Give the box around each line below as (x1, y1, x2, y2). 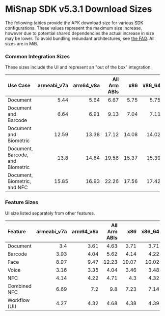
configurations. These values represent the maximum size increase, (5, 25, 142, 31)
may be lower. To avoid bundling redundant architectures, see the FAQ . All (5, 35, 155, 41)
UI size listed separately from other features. (5, 210, 95, 216)
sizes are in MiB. (5, 40, 38, 46)
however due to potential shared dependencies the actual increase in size (5, 30, 155, 36)
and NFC (7, 184, 28, 191)
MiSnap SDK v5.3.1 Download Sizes (5, 3, 152, 15)
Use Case (7, 82, 31, 89)
